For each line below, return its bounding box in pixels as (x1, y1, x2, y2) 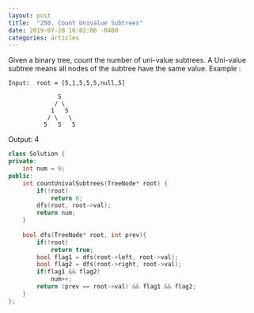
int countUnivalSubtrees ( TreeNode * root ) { (22, 179, 169, 187)
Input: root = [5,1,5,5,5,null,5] (8, 79, 126, 87)
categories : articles (8, 33, 80, 42)
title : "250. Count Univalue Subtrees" (8, 19, 144, 27)
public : (8, 172, 34, 180)
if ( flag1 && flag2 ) (36, 268, 101, 276)
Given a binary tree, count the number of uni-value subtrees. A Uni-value (8, 55, 247, 65)
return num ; (36, 209, 77, 217)
